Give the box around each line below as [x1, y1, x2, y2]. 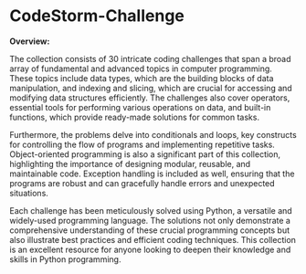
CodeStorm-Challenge [9, 5, 185, 26]
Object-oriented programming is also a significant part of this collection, [9, 148, 281, 160]
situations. [9, 187, 48, 198]
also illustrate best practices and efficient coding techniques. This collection [9, 234, 297, 245]
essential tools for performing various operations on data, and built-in [9, 101, 271, 112]
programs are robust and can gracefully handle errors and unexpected [9, 177, 276, 188]
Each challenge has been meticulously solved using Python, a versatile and [9, 205, 292, 216]
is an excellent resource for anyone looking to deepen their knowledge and [9, 244, 291, 255]
